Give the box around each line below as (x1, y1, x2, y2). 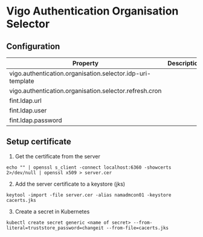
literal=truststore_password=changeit (6, 225, 104, 231)
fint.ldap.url (9, 97, 42, 105)
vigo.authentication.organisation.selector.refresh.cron (9, 86, 162, 95)
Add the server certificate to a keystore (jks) (14, 180, 126, 187)
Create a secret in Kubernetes (14, 207, 90, 215)
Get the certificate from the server (14, 152, 101, 160)
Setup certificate (6, 137, 71, 147)
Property (72, 59, 98, 67)
